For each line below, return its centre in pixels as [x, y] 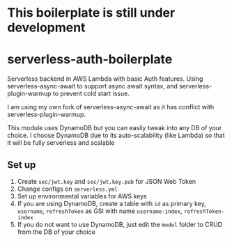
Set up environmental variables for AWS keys [82, 196]
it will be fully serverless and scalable [61, 143]
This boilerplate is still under [91, 13]
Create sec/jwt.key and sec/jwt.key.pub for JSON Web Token [107, 181]
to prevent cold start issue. [91, 94]
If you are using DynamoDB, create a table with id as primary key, [112, 203]
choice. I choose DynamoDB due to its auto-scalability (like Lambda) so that [116, 135]
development [46, 28]
